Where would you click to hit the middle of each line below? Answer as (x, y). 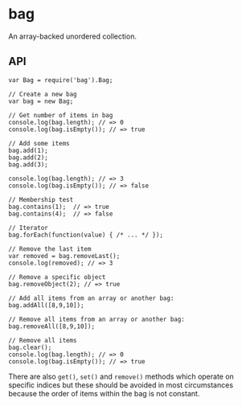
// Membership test (41, 199)
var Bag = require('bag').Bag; (61, 80)
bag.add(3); (28, 164)
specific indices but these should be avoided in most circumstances (121, 385)
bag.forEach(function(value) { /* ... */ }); (86, 235)
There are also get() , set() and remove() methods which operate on (121, 376)
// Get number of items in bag (61, 115)
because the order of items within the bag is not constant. (104, 393)
